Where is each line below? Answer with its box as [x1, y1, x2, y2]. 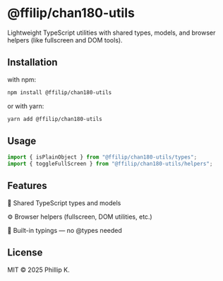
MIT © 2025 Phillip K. [7, 265, 70, 274]
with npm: [7, 75, 37, 84]
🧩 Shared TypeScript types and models [7, 198, 121, 207]
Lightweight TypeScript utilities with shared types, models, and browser [7, 28, 216, 37]
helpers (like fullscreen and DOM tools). [7, 35, 123, 44]
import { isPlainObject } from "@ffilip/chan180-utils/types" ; [7, 154, 198, 161]
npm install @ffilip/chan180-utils [7, 88, 112, 96]
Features [7, 180, 47, 192]
